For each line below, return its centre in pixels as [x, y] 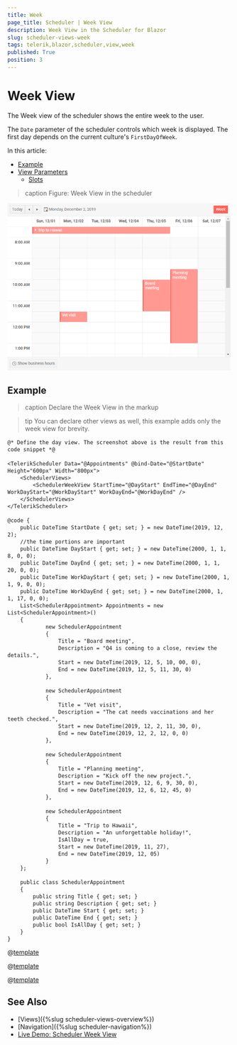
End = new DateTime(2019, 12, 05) [109, 854]
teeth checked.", [33, 719]
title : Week [25, 15]
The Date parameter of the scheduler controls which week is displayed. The [118, 129]
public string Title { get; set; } [86, 896]
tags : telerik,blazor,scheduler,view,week [71, 45]
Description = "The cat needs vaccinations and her [136, 712]
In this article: [27, 150]
